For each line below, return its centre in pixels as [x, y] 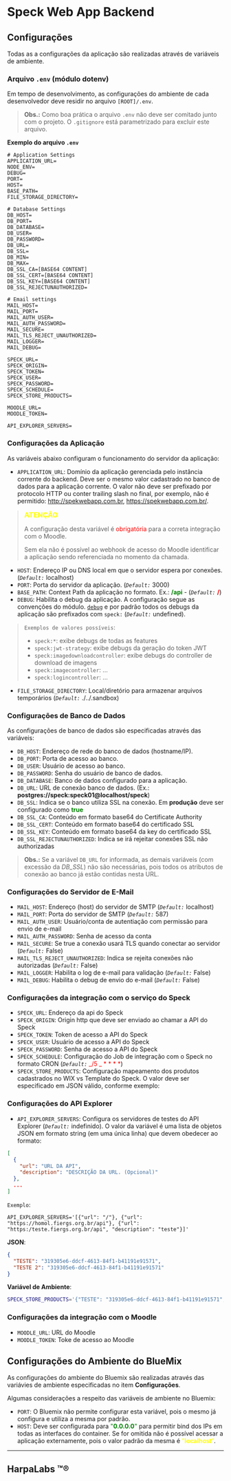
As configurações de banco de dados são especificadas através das [104, 731]
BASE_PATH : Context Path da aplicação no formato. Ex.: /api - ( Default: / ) [119, 592]
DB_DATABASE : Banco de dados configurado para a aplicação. [102, 780]
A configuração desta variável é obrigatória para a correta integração [122, 529]
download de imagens [66, 662]
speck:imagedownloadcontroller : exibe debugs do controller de [123, 655]
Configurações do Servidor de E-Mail [70, 891]
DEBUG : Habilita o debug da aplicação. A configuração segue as [106, 599]
